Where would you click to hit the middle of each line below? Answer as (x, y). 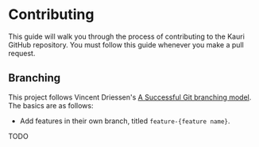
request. (22, 53)
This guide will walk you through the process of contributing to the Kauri (126, 36)
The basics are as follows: (51, 105)
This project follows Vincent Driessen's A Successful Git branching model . (130, 97)
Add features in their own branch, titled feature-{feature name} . (125, 121)
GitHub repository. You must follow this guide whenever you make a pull (126, 44)
